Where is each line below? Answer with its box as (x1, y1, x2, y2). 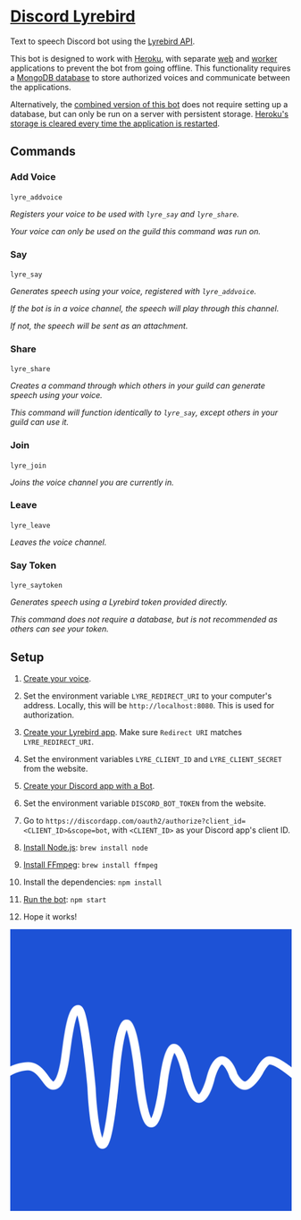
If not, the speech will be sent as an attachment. (10, 320, 188, 331)
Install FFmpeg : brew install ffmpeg (22, 859, 159, 869)
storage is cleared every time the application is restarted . (10, 118, 221, 129)
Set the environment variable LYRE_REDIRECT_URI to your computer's (22, 690, 272, 701)
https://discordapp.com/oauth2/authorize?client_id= (45, 817, 247, 826)
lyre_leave (10, 521, 51, 530)
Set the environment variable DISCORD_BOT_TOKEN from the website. (22, 798, 266, 809)
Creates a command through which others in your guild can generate (10, 380, 266, 391)
